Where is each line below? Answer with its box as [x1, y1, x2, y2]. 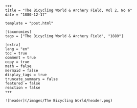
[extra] [5, 42, 21, 47]
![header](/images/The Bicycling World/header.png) [5, 98, 113, 103]
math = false [5, 64, 32, 69]
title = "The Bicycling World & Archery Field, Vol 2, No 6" [5, 8, 133, 13]
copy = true [5, 59, 29, 64]
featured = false [5, 81, 41, 86]
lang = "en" [5, 47, 29, 52]
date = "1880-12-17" [5, 12, 47, 17]
